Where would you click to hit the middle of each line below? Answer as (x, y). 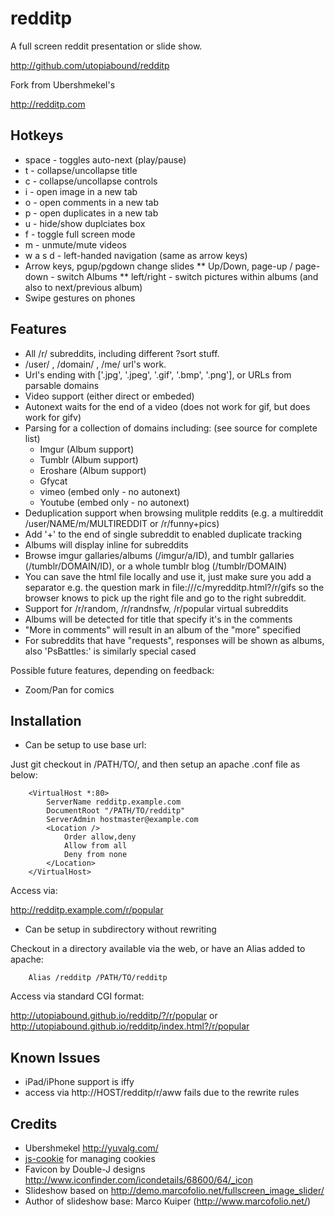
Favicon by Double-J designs (85, 1169)
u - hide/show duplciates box (85, 223)
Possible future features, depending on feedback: (112, 670)
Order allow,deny (100, 837)
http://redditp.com (48, 104)
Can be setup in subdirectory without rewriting (120, 929)
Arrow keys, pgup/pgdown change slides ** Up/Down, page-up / (158, 266)
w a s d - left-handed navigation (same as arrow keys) (136, 255)
